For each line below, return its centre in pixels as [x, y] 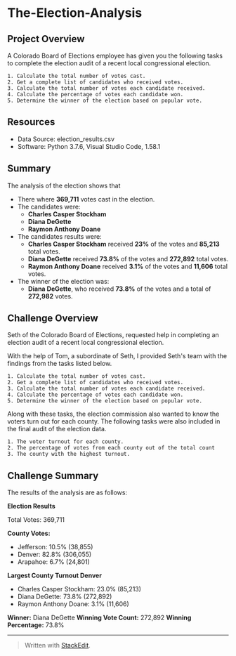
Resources [31, 122]
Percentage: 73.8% [36, 625]
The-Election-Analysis [75, 13]
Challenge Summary [53, 475]
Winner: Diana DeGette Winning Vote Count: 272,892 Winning [99, 618]
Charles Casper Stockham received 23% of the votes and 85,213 [124, 244]
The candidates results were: [59, 236]
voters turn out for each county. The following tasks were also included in [114, 421]
